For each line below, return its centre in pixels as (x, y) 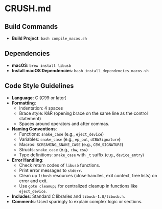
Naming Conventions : (34, 129)
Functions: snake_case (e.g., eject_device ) (61, 134)
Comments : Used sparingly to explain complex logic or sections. (77, 201)
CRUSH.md (28, 9)
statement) (30, 118)
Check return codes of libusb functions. (60, 165)
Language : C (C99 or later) (39, 98)
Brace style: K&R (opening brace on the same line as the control (83, 113)
